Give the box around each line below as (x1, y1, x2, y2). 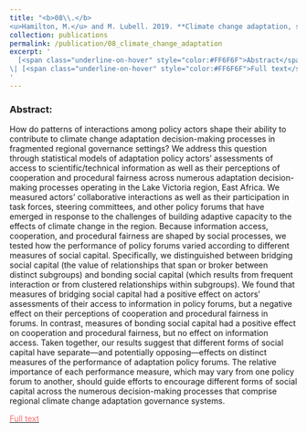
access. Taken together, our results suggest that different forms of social (9, 337, 284, 348)
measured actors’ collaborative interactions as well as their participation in (9, 192, 290, 203)
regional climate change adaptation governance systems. (9, 395, 226, 406)
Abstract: (9, 102, 53, 115)
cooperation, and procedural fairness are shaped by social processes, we (9, 230, 287, 242)
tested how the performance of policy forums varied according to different (9, 240, 290, 251)
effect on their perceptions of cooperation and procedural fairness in (9, 308, 269, 320)
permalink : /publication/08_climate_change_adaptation (9, 38, 223, 48)
